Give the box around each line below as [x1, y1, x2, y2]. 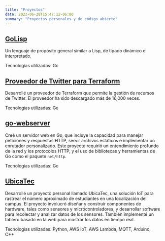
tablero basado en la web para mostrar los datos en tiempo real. [5, 216, 135, 222]
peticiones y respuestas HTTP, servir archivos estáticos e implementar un [5, 137, 155, 143]
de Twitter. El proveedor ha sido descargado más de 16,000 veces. [5, 95, 140, 101]
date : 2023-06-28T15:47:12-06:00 [5, 12, 74, 17]
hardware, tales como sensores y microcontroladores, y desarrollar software [5, 206, 161, 212]
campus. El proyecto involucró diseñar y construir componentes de [5, 201, 141, 206]
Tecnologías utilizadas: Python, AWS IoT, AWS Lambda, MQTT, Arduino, [5, 226, 151, 232]
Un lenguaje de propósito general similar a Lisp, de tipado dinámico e [5, 48, 146, 54]
